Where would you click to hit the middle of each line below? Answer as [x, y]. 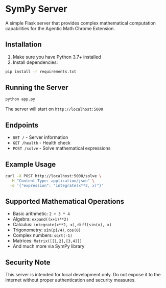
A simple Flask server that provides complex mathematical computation [80, 23]
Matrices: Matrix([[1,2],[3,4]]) [47, 241]
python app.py [20, 99]
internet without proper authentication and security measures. [71, 280]
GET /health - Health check [41, 143]
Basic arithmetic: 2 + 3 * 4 [41, 214]
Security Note [28, 262]
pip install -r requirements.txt [41, 71]
